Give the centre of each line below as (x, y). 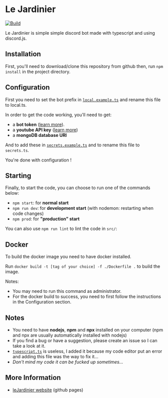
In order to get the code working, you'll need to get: (58, 115)
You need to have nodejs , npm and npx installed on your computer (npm (88, 330)
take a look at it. (29, 346)
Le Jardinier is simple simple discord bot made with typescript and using (80, 33)
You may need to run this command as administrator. (67, 291)
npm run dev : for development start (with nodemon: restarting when (83, 208)
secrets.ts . (17, 150)
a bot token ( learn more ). (39, 124)
